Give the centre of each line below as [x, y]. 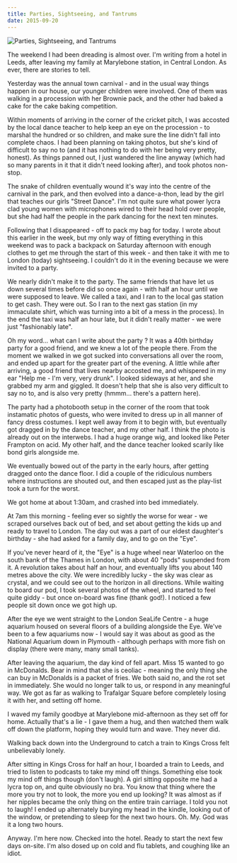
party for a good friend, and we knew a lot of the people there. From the [112, 347]
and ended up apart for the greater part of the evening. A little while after [114, 363]
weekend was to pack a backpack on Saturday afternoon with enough [109, 245]
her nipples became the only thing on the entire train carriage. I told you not [117, 801]
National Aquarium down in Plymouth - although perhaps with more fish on [116, 641]
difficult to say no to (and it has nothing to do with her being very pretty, [112, 150]
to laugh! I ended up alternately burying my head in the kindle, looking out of [118, 809]
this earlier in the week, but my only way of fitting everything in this [105, 238]
